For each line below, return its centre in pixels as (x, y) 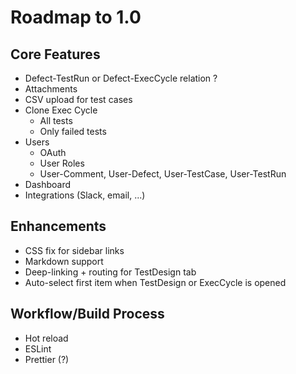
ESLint (38, 348)
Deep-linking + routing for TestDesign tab (110, 272)
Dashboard (48, 184)
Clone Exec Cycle (61, 110)
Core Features (55, 54)
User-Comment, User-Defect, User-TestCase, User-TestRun (163, 174)
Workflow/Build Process (87, 314)
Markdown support (64, 261)
